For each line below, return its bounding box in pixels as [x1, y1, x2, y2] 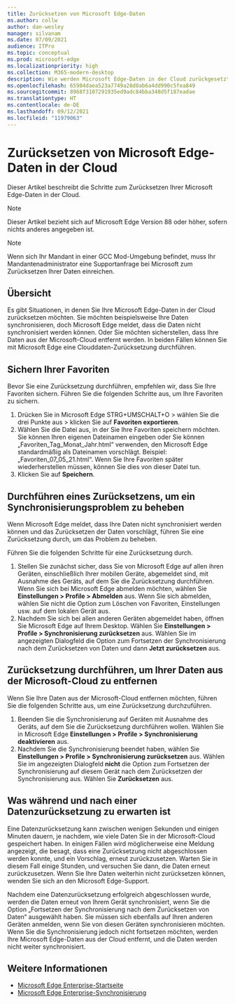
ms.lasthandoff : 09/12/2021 [7, 108, 90, 115]
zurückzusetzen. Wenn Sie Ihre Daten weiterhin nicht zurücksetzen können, [7, 869, 226, 877]
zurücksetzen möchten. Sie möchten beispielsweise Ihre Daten [7, 313, 189, 322]
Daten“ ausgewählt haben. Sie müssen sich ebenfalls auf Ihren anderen [7, 912, 213, 921]
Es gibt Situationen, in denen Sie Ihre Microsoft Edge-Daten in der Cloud [7, 306, 215, 314]
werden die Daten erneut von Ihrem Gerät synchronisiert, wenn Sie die [7, 897, 211, 906]
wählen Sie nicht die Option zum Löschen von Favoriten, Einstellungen [17, 599, 220, 607]
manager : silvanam [7, 29, 61, 37]
